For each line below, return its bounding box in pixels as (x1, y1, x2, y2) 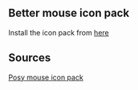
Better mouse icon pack (8, 6, 130, 20)
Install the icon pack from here (8, 27, 110, 37)
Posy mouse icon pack (8, 72, 84, 82)
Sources (8, 51, 51, 65)
